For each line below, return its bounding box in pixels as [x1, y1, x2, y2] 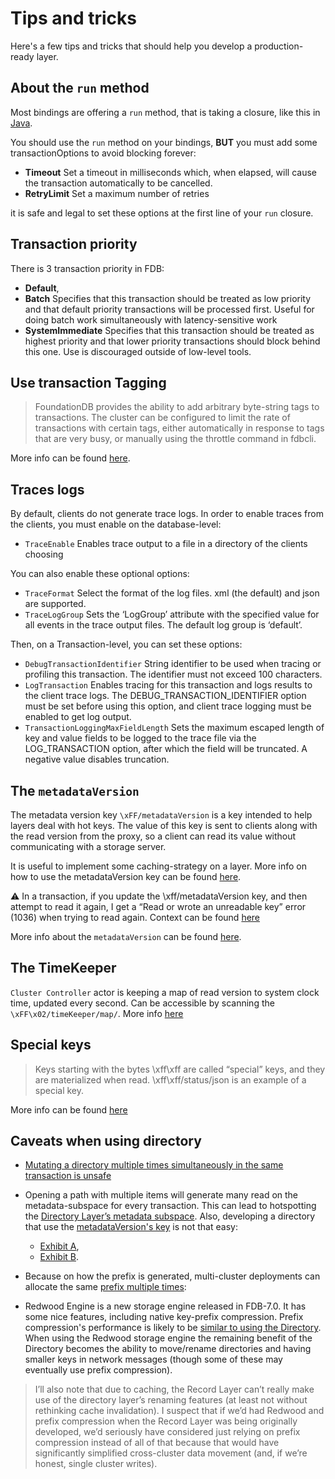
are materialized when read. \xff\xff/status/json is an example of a [34, 1073, 307, 1086]
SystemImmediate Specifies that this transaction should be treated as [24, 324, 315, 336]
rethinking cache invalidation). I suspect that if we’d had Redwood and [34, 1405, 325, 1417]
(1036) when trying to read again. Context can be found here [10, 912, 261, 923]
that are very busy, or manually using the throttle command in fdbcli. [34, 433, 317, 445]
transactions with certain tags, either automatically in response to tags [34, 422, 325, 434]
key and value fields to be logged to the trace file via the [24, 732, 257, 744]
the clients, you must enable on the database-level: [10, 518, 222, 531]
